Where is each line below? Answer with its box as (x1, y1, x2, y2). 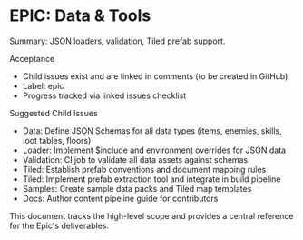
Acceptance (9, 53, 55, 64)
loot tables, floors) (22, 135, 92, 145)
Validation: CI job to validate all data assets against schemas (22, 154, 249, 165)
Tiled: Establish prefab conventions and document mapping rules (22, 164, 267, 175)
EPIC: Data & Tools (9, 5, 151, 26)
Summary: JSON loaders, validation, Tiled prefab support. (9, 35, 226, 46)
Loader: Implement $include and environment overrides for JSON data (22, 145, 287, 155)
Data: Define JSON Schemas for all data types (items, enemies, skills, (22, 125, 283, 136)
